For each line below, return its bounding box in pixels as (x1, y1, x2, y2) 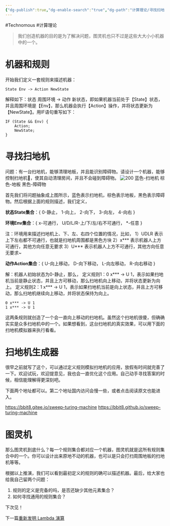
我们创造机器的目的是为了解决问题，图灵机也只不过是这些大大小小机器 (17, 32, 164, 39)
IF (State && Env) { (5, 119, 49, 124)
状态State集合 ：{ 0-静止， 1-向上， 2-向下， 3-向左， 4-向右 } (5, 209, 136, 215)
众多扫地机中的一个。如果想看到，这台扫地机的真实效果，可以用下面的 (18, 321, 165, 327)
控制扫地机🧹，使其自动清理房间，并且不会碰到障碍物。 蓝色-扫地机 (5, 174, 159, 181)
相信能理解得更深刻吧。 (14, 377, 63, 383)
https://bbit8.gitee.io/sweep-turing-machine (5, 404, 97, 410)
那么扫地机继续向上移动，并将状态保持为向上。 (14, 290, 112, 296)
